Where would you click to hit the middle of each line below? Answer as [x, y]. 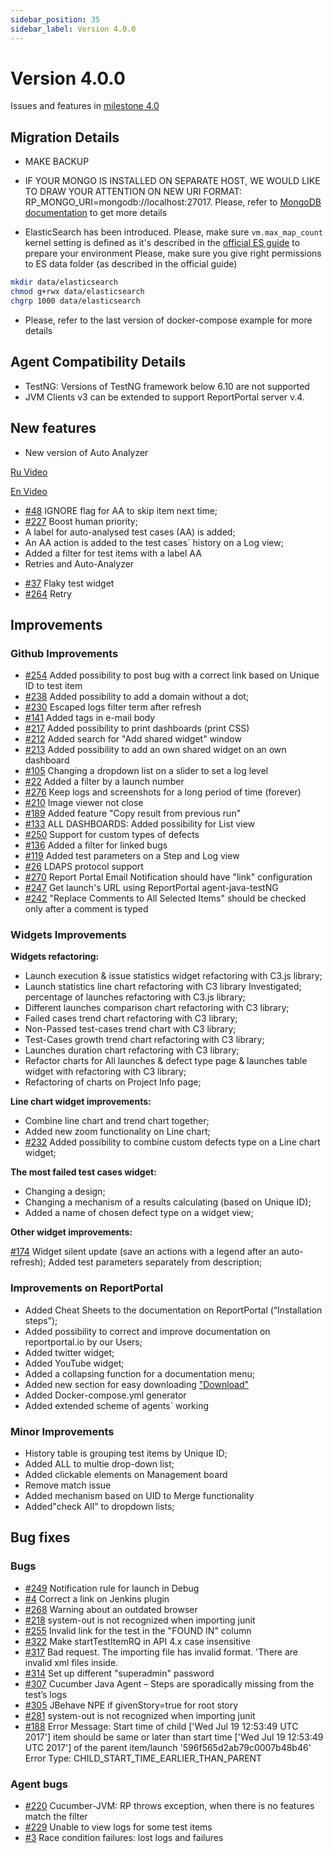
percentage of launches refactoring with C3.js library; [135, 997]
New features [53, 428]
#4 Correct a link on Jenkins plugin [97, 1598]
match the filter [56, 1817]
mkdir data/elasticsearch [64, 282]
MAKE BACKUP [57, 162]
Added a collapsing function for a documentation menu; [139, 1373]
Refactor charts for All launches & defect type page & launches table [166, 1061]
